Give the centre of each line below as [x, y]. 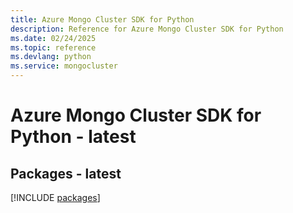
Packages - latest [66, 173]
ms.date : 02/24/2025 [53, 38]
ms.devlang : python [51, 57]
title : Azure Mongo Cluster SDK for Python [102, 19]
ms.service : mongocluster [64, 66]
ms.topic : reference [53, 47]
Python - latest [73, 137]
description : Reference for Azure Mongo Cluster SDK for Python [147, 29]
